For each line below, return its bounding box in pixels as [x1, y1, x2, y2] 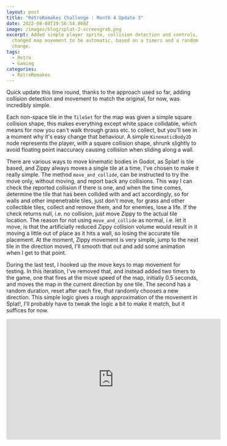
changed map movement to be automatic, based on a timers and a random [12, 37, 199, 44]
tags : [6, 49, 20, 55]
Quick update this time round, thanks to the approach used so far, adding [6, 88, 191, 96]
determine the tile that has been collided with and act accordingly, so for [6, 191, 189, 198]
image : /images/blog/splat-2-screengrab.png [6, 26, 122, 33]
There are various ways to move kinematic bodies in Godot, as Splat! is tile [6, 158, 194, 166]
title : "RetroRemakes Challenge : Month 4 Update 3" [6, 15, 144, 21]
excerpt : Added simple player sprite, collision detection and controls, [6, 32, 199, 38]
